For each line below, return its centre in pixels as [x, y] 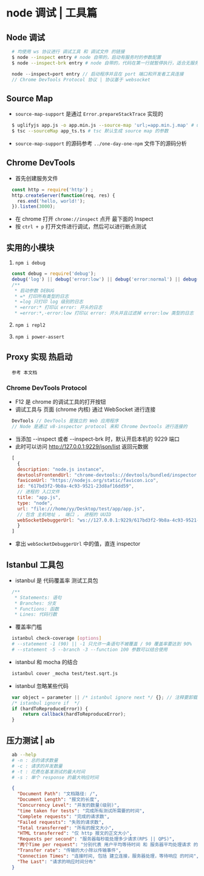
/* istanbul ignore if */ [46, 703]
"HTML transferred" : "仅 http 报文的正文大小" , [75, 834]
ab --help [24, 755]
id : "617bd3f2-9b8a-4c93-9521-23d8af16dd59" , [76, 486]
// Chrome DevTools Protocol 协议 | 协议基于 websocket [81, 80]
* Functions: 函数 [37, 609]
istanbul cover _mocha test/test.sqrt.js [65, 673]
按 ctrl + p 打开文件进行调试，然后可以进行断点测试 [81, 226]
